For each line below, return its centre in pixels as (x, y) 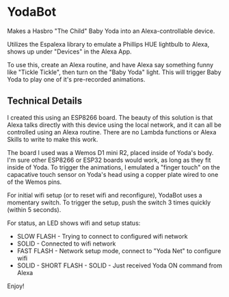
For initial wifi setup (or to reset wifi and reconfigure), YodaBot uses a (105, 195)
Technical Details (45, 101)
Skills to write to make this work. (53, 139)
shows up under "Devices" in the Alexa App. (69, 51)
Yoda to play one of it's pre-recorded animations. (76, 79)
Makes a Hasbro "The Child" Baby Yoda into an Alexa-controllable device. (111, 31)
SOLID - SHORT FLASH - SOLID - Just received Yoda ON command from (119, 265)
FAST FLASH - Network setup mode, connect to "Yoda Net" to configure (119, 250)
